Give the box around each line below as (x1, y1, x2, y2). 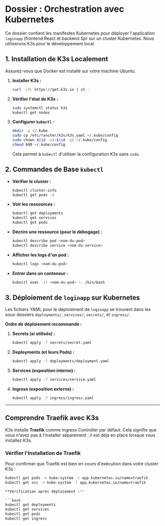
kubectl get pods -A (12, 192, 55, 197)
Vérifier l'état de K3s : (12, 96, 58, 102)
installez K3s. (5, 437, 32, 443)
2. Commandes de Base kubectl (5, 165, 104, 174)
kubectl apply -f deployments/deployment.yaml (12, 359, 110, 364)
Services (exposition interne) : (12, 368, 76, 373)
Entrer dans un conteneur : (12, 270, 68, 276)
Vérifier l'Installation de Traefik (5, 449, 81, 456)
